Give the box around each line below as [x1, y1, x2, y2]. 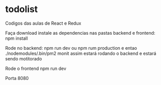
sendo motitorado [5, 55, 42, 61]
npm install [5, 35, 28, 41]
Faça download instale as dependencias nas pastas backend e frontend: [5, 30, 155, 36]
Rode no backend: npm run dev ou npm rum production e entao [5, 45, 137, 51]
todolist [5, 4, 38, 15]
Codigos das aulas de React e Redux [5, 20, 82, 26]
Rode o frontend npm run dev [5, 65, 66, 71]
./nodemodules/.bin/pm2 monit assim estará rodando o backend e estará [5, 50, 156, 56]
